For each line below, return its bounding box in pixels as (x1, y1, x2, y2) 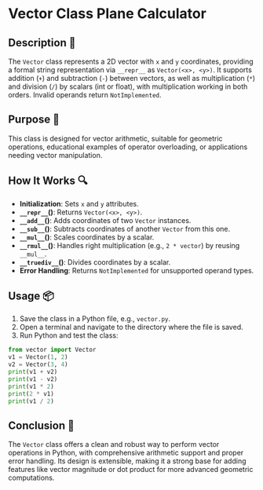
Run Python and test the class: (19, 331, 119, 340)
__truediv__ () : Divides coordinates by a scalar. (19, 257, 171, 267)
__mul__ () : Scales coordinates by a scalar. (19, 232, 155, 242)
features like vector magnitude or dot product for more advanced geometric (8, 465, 254, 474)
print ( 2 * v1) (8, 389, 55, 397)
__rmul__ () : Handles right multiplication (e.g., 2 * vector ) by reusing (19, 240, 240, 250)
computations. (8, 473, 55, 483)
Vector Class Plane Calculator (8, 5, 206, 23)
